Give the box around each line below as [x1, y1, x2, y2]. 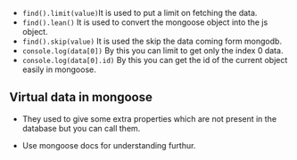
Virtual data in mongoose [9, 90, 153, 105]
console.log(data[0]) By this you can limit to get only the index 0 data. [21, 45, 284, 56]
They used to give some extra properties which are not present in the [21, 113, 277, 124]
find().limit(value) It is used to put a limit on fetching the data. [21, 8, 258, 18]
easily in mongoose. [21, 64, 96, 75]
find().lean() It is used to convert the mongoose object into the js [21, 17, 268, 28]
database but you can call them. [21, 123, 141, 133]
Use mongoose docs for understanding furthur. [21, 140, 196, 150]
